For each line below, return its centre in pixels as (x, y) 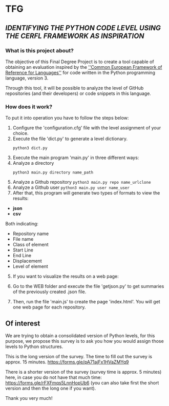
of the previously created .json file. (49, 292)
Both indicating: (22, 224)
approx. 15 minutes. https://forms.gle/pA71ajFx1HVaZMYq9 (67, 362)
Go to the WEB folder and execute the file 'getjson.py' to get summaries (88, 286)
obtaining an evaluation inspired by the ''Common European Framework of (84, 67)
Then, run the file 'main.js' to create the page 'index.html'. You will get (86, 302)
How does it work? (29, 107)
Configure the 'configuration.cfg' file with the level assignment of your (87, 128)
